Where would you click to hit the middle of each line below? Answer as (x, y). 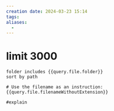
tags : (13, 17)
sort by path (22, 77)
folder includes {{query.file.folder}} (55, 72)
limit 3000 (32, 56)
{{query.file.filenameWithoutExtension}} (57, 92)
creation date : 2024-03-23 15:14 (47, 11)
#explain (17, 102)
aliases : (17, 22)
